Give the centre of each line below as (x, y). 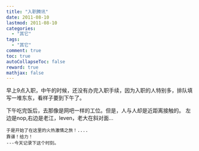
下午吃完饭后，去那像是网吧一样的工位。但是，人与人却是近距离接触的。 (95, 110)
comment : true (24, 51)
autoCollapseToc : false (36, 61)
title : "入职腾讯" (27, 12)
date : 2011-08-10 (28, 17)
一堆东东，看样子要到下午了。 (48, 98)
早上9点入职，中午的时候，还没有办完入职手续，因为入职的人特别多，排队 (97, 91)
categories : (21, 28)
